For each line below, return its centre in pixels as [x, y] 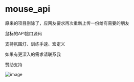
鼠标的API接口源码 [24, 33]
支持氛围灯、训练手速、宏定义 [35, 44]
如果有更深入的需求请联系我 [33, 54]
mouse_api [28, 9]
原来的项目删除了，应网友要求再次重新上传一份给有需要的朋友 [67, 23]
